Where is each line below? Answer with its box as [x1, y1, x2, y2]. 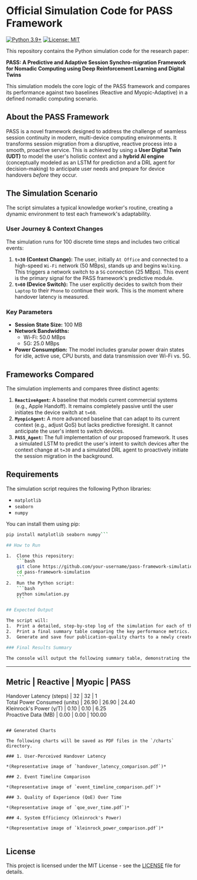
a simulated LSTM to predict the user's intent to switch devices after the [14, 440, 189, 447]
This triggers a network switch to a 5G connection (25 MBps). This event [14, 268, 189, 275]
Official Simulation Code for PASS [6, 4, 173, 18]
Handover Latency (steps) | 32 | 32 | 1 [6, 693, 98, 700]
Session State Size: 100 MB [14, 321, 83, 328]
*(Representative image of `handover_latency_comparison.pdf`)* [6, 764, 167, 770]
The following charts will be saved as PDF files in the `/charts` [6, 738, 175, 744]
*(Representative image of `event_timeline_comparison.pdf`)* [6, 784, 161, 790]
